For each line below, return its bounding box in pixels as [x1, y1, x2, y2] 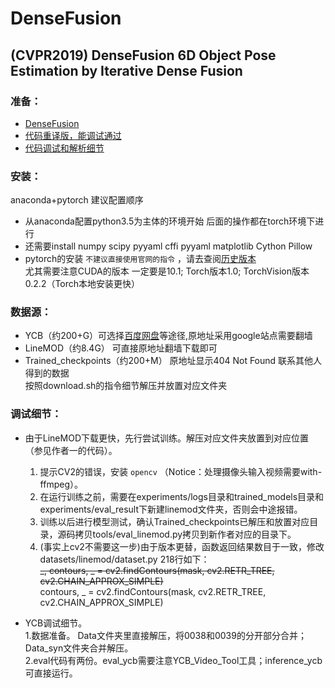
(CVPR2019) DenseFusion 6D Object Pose [10, 47, 277, 64]
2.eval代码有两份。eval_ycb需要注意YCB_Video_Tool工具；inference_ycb [24, 654, 323, 666]
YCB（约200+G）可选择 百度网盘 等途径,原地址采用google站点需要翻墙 [24, 330, 313, 342]
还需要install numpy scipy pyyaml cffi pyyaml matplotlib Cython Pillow [24, 240, 313, 252]
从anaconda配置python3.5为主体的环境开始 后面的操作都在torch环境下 [24, 215, 316, 227]
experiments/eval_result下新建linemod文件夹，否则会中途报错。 [39, 503, 303, 515]
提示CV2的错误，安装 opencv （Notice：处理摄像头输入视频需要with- [39, 465, 323, 477]
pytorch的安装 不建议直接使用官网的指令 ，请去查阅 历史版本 [24, 253, 257, 265]
